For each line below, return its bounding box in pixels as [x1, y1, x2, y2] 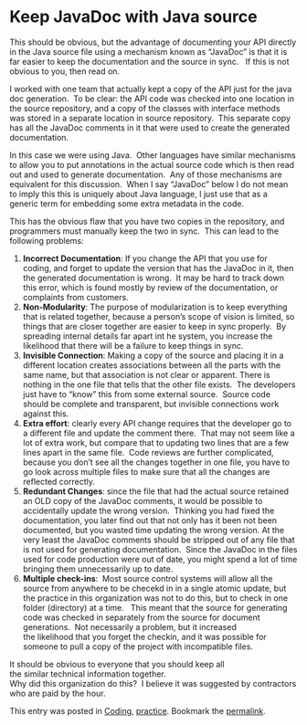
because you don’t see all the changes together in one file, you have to [22, 457, 291, 468]
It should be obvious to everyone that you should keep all [9, 658, 226, 669]
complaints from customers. [22, 291, 130, 302]
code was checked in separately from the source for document [22, 612, 260, 623]
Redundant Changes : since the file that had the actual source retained [22, 486, 290, 497]
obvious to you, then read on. [9, 66, 121, 77]
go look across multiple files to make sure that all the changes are [22, 466, 270, 477]
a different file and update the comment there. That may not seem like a [22, 427, 295, 438]
